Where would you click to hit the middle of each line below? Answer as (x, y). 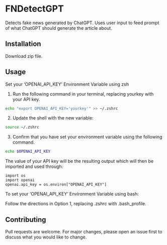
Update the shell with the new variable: (53, 118)
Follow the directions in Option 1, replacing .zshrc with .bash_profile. (76, 204)
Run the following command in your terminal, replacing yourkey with (83, 94)
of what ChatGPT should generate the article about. (59, 28)
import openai (20, 180)
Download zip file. (24, 56)
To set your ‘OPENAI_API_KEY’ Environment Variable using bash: (72, 194)
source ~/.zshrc (22, 127)
